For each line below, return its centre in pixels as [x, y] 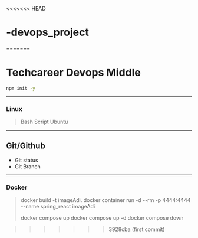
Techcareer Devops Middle [74, 73]
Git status [26, 160]
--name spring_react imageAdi [58, 207]
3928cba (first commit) [137, 229]
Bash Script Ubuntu [44, 122]
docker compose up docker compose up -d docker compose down [102, 218]
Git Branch [27, 166]
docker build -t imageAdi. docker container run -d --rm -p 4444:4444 [105, 200]
